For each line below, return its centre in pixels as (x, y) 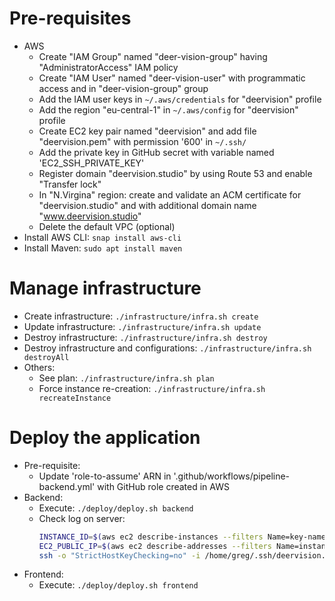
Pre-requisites (70, 18)
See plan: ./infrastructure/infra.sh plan (126, 378)
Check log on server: (82, 518)
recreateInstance (75, 398)
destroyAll (46, 357)
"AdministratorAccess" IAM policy (108, 67)
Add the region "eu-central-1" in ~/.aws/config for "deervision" (168, 109)
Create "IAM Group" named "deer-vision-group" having (153, 56)
